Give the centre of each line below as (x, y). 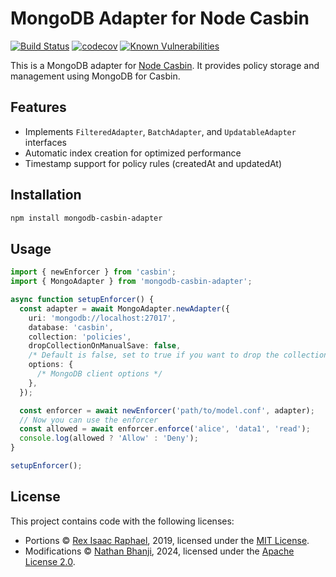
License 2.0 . (50, 561)
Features (38, 107)
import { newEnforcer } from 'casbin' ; (93, 272)
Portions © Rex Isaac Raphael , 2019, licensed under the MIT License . (167, 540)
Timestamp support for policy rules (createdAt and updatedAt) (153, 163)
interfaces (45, 142)
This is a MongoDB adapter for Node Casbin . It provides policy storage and (165, 65)
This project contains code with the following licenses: (122, 521)
